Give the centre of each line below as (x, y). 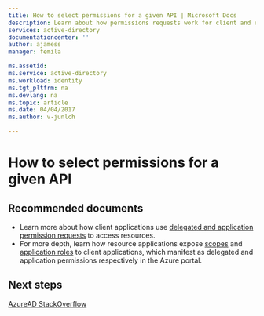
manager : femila (35, 52)
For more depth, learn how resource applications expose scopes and (131, 243)
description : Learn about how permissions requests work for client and (130, 23)
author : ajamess (35, 45)
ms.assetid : (27, 66)
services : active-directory (54, 30)
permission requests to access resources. (87, 235)
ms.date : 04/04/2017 (42, 110)
